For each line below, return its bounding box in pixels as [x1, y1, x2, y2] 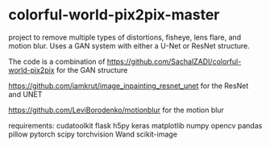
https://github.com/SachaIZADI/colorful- [106, 57, 242, 66]
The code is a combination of [8, 57, 106, 66]
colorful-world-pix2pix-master [8, 6, 220, 24]
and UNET [8, 89, 43, 99]
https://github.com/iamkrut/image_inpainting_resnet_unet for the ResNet [8, 81, 249, 90]
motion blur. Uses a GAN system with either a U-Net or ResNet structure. [8, 40, 250, 50]
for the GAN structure [56, 65, 128, 74]
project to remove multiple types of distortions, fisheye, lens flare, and [8, 32, 242, 42]
